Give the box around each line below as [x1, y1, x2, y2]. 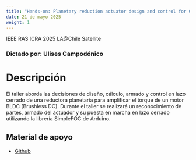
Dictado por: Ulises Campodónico [6, 50, 104, 58]
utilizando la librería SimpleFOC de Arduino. [6, 115, 111, 122]
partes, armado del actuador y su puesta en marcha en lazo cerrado [6, 109, 170, 116]
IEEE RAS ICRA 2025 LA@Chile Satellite [6, 35, 101, 42]
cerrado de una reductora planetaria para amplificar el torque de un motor [6, 97, 184, 104]
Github [14, 148, 31, 155]
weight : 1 [6, 19, 30, 25]
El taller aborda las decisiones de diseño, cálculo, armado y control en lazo [6, 91, 186, 98]
